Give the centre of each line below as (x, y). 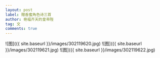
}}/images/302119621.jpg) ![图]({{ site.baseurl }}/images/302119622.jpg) (80, 50)
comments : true (21, 29)
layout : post (19, 10)
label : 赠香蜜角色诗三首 (28, 15)
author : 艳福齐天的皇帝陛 (30, 19)
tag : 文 (13, 24)
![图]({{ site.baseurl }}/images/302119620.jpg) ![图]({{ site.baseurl (73, 44)
